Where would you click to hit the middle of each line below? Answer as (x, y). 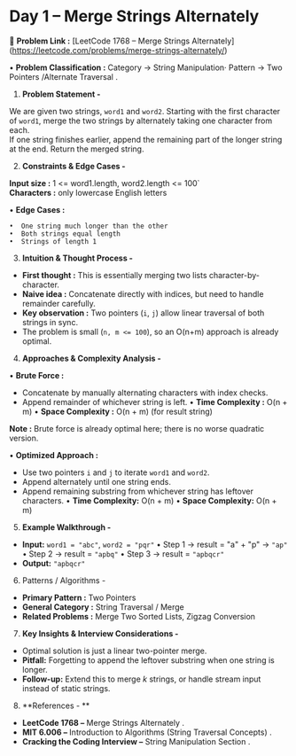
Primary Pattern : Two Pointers (79, 597)
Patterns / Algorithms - (64, 580)
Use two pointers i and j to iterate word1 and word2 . (116, 472)
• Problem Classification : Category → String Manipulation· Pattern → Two (146, 67)
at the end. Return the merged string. (77, 149)
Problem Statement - (61, 94)
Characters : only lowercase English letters (88, 192)
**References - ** (56, 705)
